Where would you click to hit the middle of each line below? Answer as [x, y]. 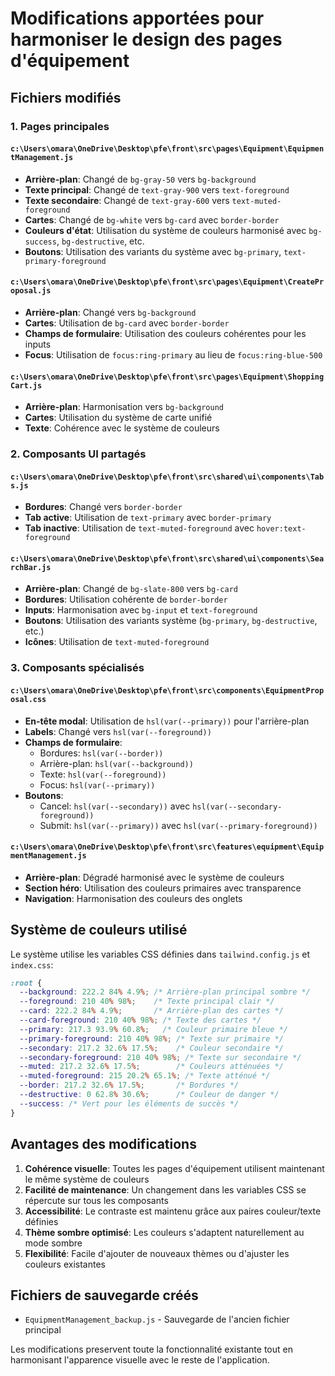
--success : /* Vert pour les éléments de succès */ [129, 1103]
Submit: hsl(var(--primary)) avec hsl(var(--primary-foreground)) [178, 825]
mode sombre [53, 1243]
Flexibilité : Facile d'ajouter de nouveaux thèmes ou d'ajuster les [157, 1253]
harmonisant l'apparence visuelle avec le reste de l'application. [140, 1360]
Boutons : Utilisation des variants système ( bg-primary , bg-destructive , [171, 621]
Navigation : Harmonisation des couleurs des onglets [133, 898]
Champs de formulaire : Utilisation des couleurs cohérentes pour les [165, 333]
